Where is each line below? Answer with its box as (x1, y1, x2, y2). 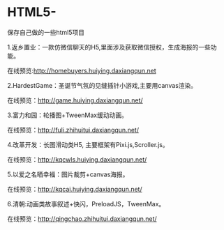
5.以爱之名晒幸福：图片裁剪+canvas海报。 (7, 170, 129, 178)
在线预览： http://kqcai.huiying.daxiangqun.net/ (7, 185, 142, 193)
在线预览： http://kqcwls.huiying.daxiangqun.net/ (7, 155, 147, 164)
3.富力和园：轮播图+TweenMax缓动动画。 (7, 111, 128, 119)
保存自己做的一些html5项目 (7, 28, 85, 36)
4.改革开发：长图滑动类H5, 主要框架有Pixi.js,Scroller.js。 (7, 140, 169, 148)
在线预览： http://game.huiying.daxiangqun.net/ (7, 95, 143, 105)
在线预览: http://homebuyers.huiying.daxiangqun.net (7, 66, 157, 75)
